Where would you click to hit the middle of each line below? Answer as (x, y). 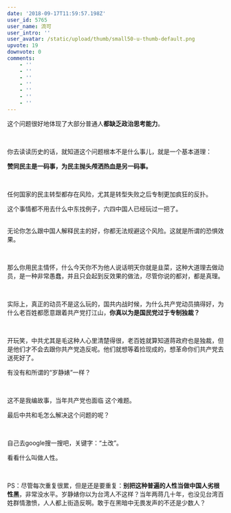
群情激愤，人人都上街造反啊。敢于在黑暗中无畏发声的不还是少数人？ (109, 503)
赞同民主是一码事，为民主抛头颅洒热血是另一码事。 (79, 166)
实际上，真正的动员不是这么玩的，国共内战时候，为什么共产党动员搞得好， (112, 304)
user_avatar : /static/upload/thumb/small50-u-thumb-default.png (101, 39)
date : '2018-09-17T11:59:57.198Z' (57, 13)
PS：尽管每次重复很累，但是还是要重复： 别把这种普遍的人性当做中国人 (107, 485)
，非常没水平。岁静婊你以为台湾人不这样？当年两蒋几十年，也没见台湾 (119, 494)
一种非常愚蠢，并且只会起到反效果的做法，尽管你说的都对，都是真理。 (124, 275)
